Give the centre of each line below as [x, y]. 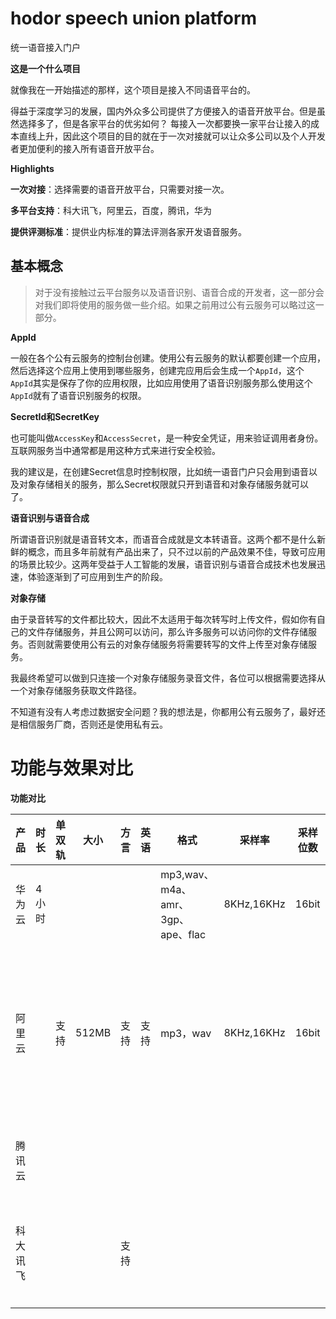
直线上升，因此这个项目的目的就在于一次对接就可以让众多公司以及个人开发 [172, 136]
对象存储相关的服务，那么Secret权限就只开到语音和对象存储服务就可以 [163, 484]
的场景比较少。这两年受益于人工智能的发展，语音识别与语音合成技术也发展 [163, 564]
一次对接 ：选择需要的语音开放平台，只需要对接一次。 [120, 189]
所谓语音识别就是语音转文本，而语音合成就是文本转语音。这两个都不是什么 [163, 539]
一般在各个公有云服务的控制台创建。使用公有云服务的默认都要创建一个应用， [168, 358]
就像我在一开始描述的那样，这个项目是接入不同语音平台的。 [133, 89]
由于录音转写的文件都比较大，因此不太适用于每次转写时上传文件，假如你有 [163, 619]
